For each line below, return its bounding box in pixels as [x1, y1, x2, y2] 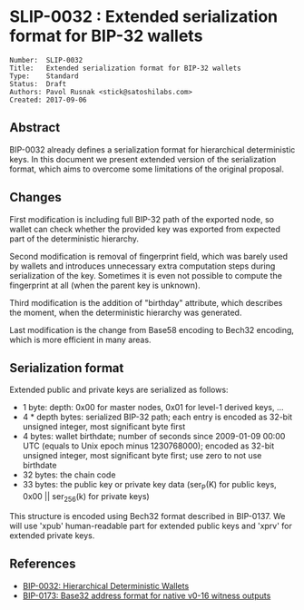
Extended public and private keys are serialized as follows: [9, 384, 229, 396]
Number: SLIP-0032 [9, 55, 83, 64]
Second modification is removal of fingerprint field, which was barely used [9, 251, 289, 261]
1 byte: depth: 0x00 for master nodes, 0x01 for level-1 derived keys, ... [22, 402, 284, 413]
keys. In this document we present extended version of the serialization [9, 153, 277, 164]
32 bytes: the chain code [22, 469, 116, 480]
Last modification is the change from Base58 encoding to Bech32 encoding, [9, 324, 295, 335]
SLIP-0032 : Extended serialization [9, 6, 279, 27]
